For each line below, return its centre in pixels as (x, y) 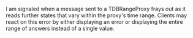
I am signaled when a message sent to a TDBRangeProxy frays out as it (96, 9)
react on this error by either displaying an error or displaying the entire (94, 22)
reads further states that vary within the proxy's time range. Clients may (96, 15)
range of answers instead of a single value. (60, 28)
